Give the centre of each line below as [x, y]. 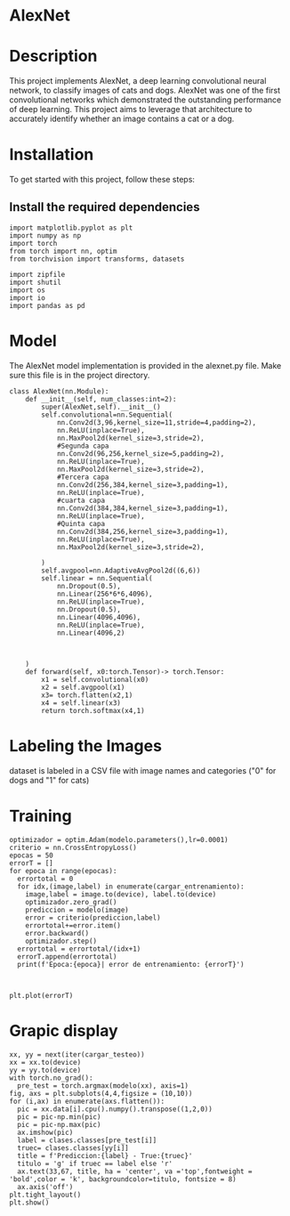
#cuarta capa [81, 500]
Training [41, 816]
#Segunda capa [83, 446]
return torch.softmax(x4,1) [93, 710]
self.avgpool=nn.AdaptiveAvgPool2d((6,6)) [121, 571]
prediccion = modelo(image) [77, 910]
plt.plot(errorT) [41, 995]
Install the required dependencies [105, 207]
